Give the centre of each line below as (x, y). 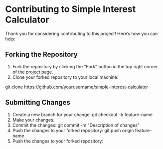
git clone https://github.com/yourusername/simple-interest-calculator (77, 87)
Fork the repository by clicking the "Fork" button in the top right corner (85, 66)
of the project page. (33, 72)
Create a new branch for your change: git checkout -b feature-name (82, 114)
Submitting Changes (38, 102)
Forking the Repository (42, 55)
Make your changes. (33, 120)
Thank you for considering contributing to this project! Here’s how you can (81, 33)
